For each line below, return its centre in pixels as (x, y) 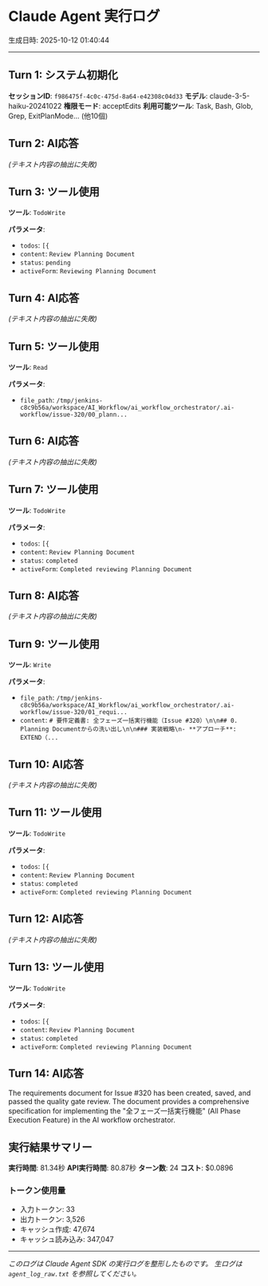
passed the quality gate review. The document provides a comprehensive (129, 1101)
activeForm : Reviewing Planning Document (88, 271)
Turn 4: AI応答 (44, 298)
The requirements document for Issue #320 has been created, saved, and (130, 1093)
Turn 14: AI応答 (46, 1073)
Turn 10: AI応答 (46, 764)
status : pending (45, 262)
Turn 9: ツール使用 (54, 644)
